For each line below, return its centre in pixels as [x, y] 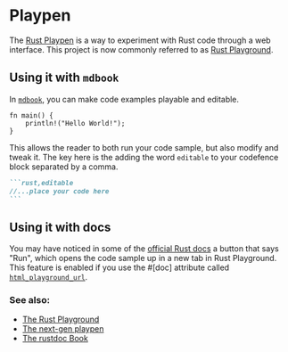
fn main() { [31, 115]
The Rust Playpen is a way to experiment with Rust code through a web [140, 40]
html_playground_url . [49, 277]
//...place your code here [59, 191]
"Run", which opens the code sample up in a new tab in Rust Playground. [143, 258]
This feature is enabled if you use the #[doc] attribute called [119, 267]
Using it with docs [60, 227]
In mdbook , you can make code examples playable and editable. [124, 99]
